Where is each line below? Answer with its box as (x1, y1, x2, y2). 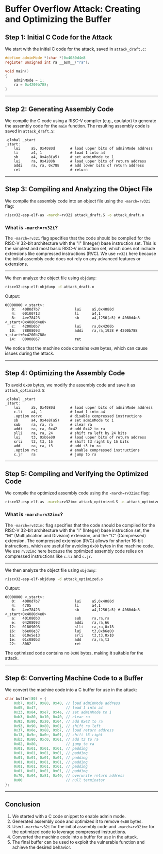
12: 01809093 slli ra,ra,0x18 (9, 624, 114, 630)
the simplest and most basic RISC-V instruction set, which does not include (5, 245, 155, 251)
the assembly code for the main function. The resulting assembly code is (5, 123, 150, 128)
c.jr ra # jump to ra (14, 452, 97, 457)
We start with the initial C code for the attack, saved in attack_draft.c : (5, 46, 147, 52)
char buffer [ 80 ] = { (5, 696, 47, 701)
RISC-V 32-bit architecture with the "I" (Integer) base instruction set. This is (5, 240, 156, 246)
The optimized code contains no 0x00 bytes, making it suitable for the (5, 650, 144, 656)
